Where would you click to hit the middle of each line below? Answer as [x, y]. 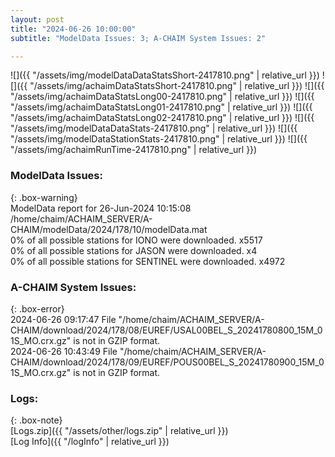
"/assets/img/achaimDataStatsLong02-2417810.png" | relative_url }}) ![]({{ [162, 118]
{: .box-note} [36, 420]
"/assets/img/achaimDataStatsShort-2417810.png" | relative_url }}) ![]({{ [177, 86]
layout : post [37, 19]
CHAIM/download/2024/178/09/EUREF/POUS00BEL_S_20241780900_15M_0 [167, 362]
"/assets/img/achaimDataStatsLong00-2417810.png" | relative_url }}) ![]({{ [162, 97]
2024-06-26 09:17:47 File [63, 319]
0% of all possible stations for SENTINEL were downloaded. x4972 [148, 261]
